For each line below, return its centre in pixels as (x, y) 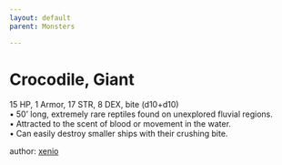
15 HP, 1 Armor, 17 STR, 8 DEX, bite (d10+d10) (94, 105)
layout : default (40, 18)
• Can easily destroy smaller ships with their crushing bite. (119, 134)
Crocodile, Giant (72, 79)
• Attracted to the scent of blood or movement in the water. (121, 124)
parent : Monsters (42, 26)
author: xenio (34, 151)
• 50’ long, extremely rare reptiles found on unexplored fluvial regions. (141, 114)
